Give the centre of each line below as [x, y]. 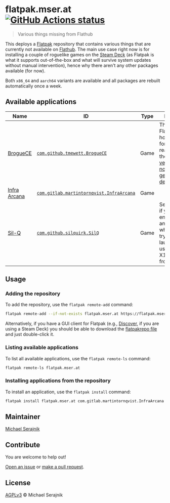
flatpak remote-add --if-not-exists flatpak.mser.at [62, 314]
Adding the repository [33, 294]
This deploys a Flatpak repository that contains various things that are [78, 44]
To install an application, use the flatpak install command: [68, 392]
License [18, 483]
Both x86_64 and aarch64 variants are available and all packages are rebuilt [83, 80]
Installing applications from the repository [58, 381]
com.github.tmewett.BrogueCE [72, 153]
